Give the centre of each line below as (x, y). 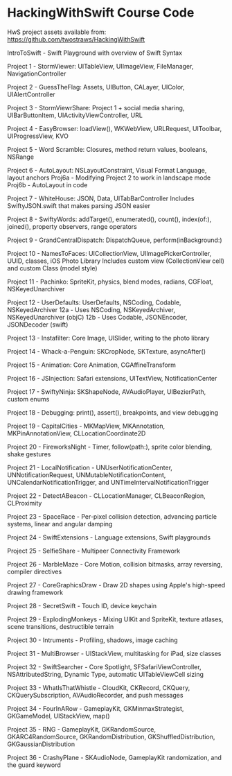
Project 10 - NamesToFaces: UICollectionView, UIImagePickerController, (109, 253)
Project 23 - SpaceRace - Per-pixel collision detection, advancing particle (112, 516)
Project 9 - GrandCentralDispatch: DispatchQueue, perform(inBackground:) (115, 240)
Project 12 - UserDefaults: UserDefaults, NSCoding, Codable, (94, 302)
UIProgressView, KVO (38, 136)
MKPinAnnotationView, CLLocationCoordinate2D (77, 433)
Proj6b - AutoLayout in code (47, 184)
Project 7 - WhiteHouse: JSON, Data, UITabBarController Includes (101, 198)
